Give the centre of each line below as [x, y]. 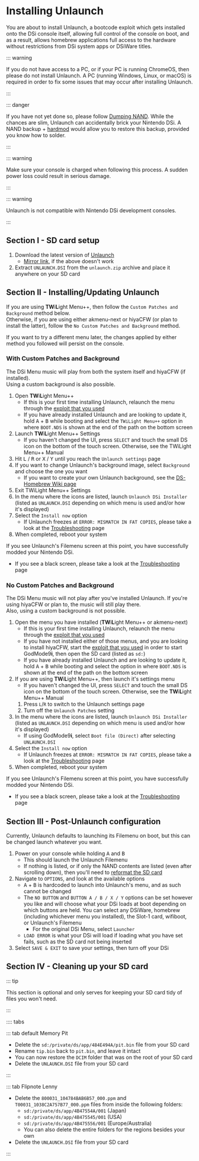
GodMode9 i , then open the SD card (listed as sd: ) [84, 654]
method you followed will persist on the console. [65, 343]
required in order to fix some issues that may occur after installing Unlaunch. [99, 82]
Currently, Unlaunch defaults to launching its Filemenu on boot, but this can [98, 835]
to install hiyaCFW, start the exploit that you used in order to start [103, 648]
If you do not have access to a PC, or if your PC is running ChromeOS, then [98, 69]
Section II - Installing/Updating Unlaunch [83, 293]
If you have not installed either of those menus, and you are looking [106, 641]
